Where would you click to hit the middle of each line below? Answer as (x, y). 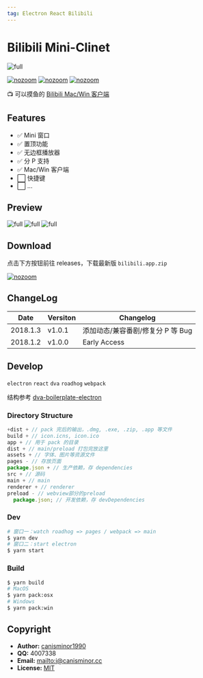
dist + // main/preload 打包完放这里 (58, 449)
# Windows (21, 602)
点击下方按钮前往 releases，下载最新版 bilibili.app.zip (87, 263)
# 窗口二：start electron (42, 544)
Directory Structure (40, 415)
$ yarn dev (23, 538)
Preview (25, 208)
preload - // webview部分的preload (56, 493)
